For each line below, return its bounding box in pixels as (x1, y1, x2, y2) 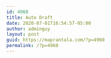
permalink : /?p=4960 (6, 43, 59, 49)
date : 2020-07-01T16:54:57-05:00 (6, 20, 91, 26)
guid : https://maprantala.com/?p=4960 (6, 37, 105, 43)
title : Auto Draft (6, 14, 53, 21)
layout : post (6, 31, 40, 37)
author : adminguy (6, 25, 51, 32)
